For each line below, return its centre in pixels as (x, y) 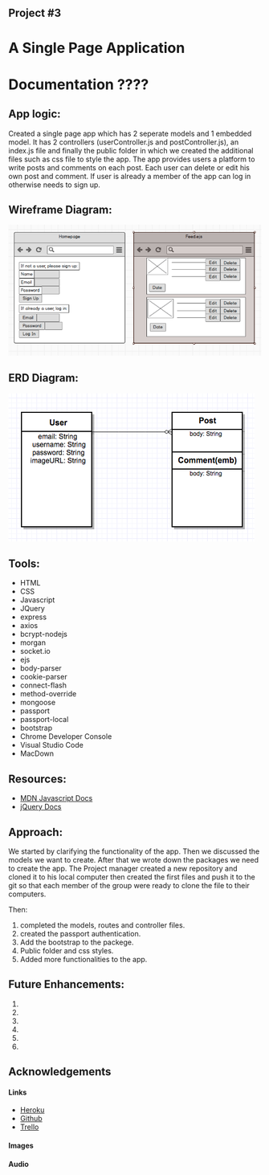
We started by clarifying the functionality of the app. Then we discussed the (134, 851)
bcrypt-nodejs (44, 634)
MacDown (37, 753)
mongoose (38, 703)
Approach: (35, 832)
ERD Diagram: (43, 378)
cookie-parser (43, 677)
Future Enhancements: (67, 984)
